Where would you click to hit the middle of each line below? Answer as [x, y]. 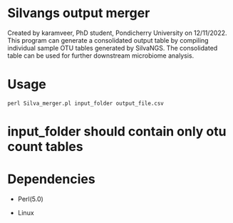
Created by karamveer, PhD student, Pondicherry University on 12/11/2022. [117, 33]
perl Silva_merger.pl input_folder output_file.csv [86, 103]
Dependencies [51, 179]
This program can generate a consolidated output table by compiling [108, 40]
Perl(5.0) [31, 199]
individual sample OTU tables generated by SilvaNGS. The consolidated [113, 48]
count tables [45, 147]
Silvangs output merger [79, 13]
